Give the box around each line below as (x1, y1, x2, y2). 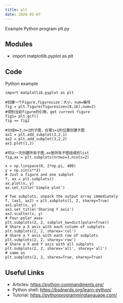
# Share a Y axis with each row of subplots (5, 233, 98, 238)
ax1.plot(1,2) (5, 141, 35, 146)
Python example (5, 80, 39, 87)
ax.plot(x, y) (5, 181, 35, 186)
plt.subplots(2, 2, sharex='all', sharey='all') (5, 246, 107, 251)
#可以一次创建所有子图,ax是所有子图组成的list (5, 151, 89, 155)
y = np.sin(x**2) (5, 168, 41, 173)
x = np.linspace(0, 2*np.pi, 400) (5, 163, 77, 169)
